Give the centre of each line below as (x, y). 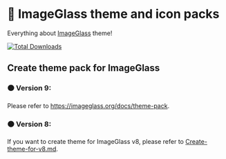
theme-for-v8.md (32, 149)
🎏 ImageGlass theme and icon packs (113, 14)
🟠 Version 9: (29, 88)
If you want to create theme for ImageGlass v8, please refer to (96, 141)
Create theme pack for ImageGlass (84, 68)
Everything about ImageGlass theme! (60, 33)
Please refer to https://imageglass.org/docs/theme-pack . (88, 105)
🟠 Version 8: (29, 124)
